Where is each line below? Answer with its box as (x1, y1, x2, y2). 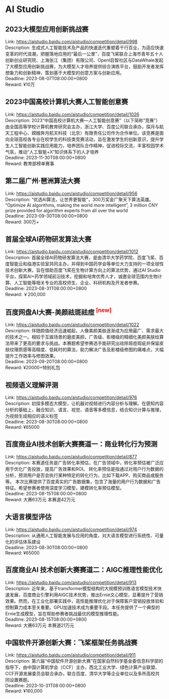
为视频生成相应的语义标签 (5, 413, 58, 419)
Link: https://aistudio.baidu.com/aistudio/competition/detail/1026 (5, 111, 139, 117)
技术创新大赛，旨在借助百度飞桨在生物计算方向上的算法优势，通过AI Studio (5, 267, 161, 273)
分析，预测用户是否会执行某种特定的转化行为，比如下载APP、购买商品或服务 (5, 472, 164, 478)
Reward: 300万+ (5, 218, 39, 225)
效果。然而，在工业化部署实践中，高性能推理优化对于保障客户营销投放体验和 (5, 598, 164, 604)
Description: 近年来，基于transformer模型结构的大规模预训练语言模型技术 (5, 585, 157, 591)
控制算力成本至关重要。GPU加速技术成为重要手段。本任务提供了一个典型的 (5, 604, 160, 610)
